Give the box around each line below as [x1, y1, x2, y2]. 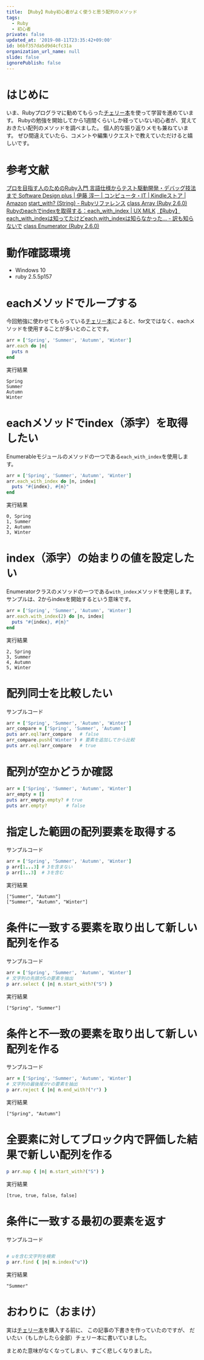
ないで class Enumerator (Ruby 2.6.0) [6, 223, 100, 230]
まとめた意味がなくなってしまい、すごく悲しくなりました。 [6, 1347, 155, 1354]
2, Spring [6, 649, 32, 655]
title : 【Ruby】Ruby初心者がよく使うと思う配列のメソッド [6, 9, 138, 15]
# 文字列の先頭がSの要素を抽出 [6, 975, 74, 982]
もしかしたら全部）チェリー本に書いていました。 [27, 1334, 150, 1341]
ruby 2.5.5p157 [15, 273, 52, 281]
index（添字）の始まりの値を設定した [6, 551, 195, 565]
